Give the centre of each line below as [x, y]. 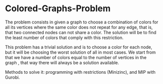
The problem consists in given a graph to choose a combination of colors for [82, 22]
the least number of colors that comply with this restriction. [64, 38]
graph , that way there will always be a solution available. [62, 63]
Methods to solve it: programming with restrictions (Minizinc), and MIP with [80, 72]
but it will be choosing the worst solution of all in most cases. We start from [81, 52]
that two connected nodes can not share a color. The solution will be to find [81, 32]
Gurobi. [13, 77]
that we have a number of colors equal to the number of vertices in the [76, 57]
